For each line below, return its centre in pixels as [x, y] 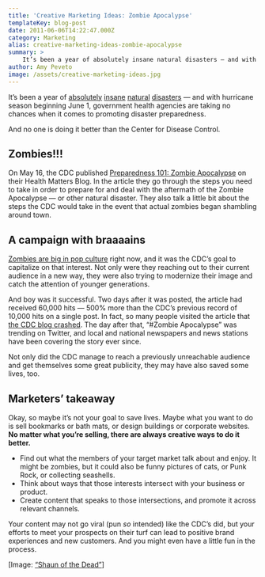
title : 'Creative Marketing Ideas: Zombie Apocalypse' [100, 15]
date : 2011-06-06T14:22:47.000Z [61, 30]
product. [34, 492]
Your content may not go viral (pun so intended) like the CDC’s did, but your [131, 524]
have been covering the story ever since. [75, 342]
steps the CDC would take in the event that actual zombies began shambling [132, 207]
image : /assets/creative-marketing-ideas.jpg [84, 74]
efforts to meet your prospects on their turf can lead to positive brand [121, 533]
